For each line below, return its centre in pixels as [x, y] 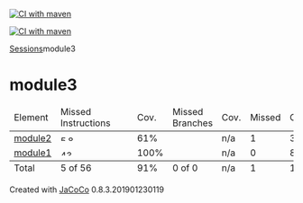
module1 [33, 153]
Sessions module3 [43, 49]
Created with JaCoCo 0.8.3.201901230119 [87, 190]
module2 [33, 137]
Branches [193, 123]
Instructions [85, 123]
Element [31, 117]
